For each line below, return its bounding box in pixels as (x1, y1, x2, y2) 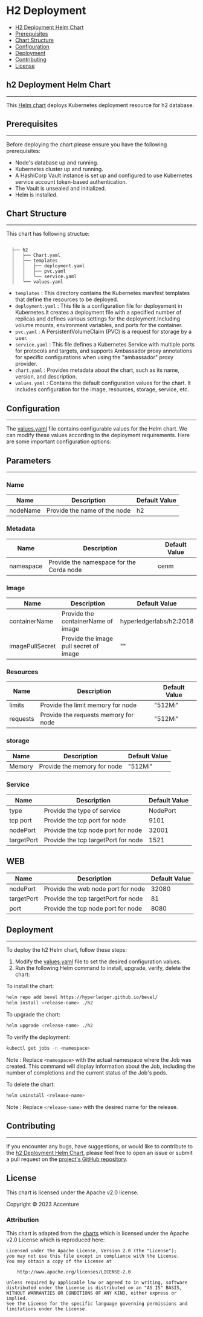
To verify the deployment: (6, 1033, 71, 1041)
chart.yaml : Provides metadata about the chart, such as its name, (14, 366, 180, 374)
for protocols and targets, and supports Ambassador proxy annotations (14, 347, 192, 354)
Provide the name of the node (46, 506, 131, 515)
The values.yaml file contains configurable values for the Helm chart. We (6, 425, 187, 432)
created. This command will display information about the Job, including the (6, 1062, 195, 1070)
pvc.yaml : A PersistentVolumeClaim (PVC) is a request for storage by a (14, 328, 192, 336)
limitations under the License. (6, 1306, 88, 1312)
